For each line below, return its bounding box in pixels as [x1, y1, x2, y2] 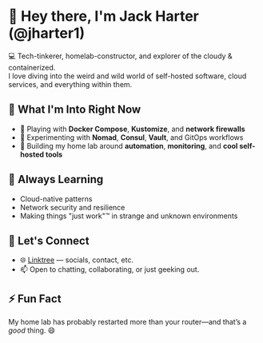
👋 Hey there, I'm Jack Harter [8, 7, 200, 26]
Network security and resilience [19, 202, 126, 212]
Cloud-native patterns [19, 193, 93, 203]
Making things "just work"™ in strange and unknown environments [19, 211, 238, 221]
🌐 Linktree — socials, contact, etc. [19, 255, 134, 265]
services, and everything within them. [8, 79, 133, 89]
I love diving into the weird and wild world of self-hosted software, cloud [8, 71, 247, 81]
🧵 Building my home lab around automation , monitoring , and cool [19, 141, 238, 150]
